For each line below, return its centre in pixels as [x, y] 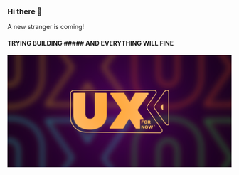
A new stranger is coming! [46, 27]
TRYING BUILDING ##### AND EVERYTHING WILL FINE [91, 43]
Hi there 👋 [25, 11]
